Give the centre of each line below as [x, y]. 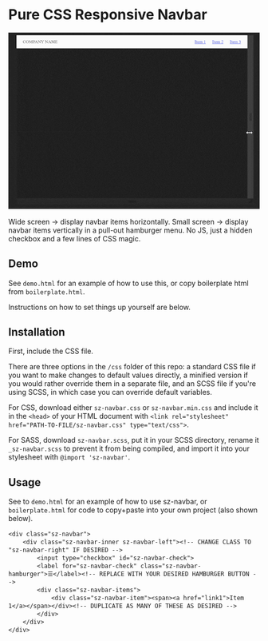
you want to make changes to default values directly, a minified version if [128, 375]
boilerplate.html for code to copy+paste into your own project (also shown [133, 510]
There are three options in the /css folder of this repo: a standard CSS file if [132, 367]
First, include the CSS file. [51, 351]
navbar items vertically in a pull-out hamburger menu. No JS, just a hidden [130, 230]
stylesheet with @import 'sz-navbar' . [69, 457]
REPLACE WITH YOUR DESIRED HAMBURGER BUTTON [174, 574]
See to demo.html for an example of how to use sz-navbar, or [108, 502]
